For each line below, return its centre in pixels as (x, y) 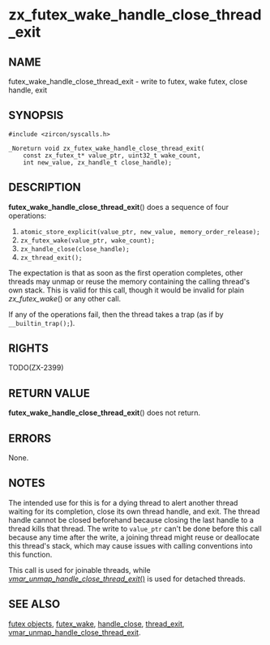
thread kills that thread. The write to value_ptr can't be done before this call (135, 528)
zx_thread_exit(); (51, 258)
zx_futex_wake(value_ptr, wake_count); (88, 241)
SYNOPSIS (36, 115)
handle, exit (28, 90)
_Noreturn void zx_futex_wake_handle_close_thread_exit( (107, 148)
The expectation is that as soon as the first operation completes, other (126, 272)
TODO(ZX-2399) (36, 368)
